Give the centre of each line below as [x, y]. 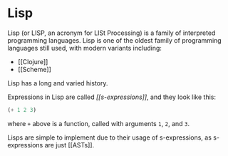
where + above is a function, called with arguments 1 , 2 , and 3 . [99, 123]
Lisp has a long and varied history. [58, 83]
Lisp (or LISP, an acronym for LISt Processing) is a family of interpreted [112, 33]
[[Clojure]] [33, 61]
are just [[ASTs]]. [69, 145]
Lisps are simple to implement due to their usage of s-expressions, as [110, 137]
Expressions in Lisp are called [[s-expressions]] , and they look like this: [112, 97]
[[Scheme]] [35, 69]
